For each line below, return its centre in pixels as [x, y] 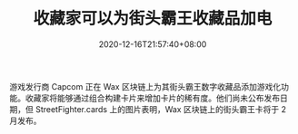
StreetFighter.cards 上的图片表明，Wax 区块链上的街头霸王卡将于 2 [160, 109]
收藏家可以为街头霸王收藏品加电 [153, 19]
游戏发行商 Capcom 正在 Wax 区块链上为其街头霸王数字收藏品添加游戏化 [145, 86]
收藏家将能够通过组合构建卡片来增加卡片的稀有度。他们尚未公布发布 [152, 98]
